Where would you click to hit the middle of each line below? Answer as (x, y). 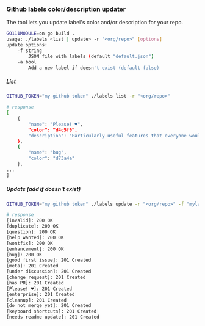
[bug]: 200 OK (24, 255)
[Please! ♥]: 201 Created (39, 289)
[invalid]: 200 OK (30, 221)
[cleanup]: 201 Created (37, 300)
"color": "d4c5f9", (53, 130)
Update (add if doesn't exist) (44, 189)
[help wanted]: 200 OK (35, 237)
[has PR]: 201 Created (35, 283)
